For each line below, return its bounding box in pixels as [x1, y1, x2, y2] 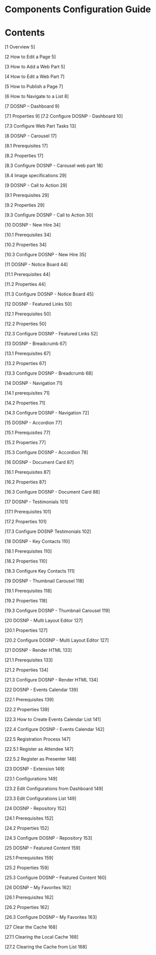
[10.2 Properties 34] [5, 241, 47, 248]
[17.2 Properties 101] [5, 519, 47, 525]
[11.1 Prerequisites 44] [5, 272, 50, 278]
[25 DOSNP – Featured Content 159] [5, 845, 81, 851]
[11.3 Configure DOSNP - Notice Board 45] [5, 291, 94, 297]
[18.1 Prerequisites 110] [5, 548, 52, 554]
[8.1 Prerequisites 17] [5, 143, 48, 149]
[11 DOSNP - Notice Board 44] [5, 261, 68, 267]
